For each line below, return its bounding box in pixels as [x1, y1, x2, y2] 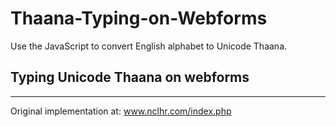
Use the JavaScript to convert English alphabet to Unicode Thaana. [10, 40, 288, 52]
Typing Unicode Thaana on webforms [10, 69, 250, 86]
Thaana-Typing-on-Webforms [10, 7, 268, 30]
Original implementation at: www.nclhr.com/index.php [10, 105, 232, 117]
